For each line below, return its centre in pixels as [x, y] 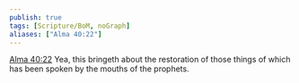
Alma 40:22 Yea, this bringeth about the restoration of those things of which [150, 60]
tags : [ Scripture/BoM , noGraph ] [70, 26]
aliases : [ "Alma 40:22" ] [56, 34]
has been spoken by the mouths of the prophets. [100, 69]
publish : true [36, 17]
